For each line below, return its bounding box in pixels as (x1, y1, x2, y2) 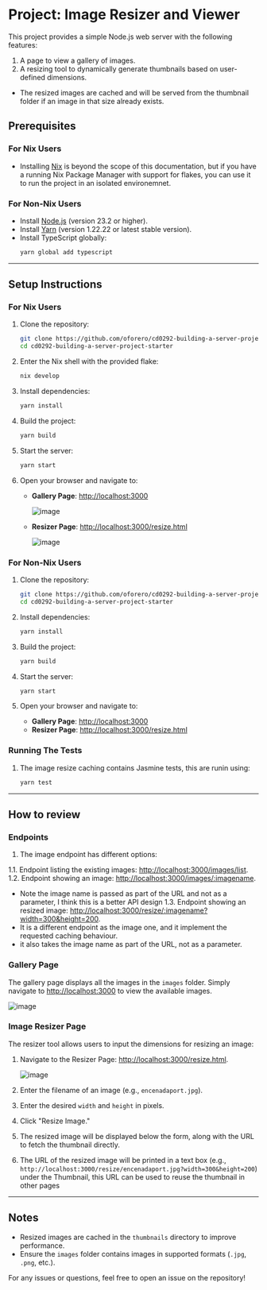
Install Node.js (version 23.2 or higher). (19, 216, 149, 226)
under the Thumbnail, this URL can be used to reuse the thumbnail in (19, 1172, 245, 1181)
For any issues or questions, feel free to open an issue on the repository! (8, 1273, 246, 1282)
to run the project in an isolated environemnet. (19, 178, 172, 187)
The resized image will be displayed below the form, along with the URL (19, 1131, 254, 1141)
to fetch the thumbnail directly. (19, 1140, 121, 1149)
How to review (8, 808, 81, 821)
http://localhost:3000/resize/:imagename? (70, 906, 208, 915)
